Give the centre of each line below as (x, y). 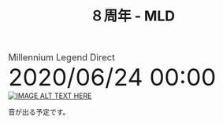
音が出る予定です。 (39, 112)
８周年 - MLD (132, 16)
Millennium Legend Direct (62, 58)
